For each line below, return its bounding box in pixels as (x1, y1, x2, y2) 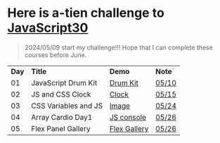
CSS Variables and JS (31, 101, 103, 111)
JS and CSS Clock (31, 89, 91, 99)
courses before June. (24, 51, 87, 59)
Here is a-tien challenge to (7, 5, 165, 21)
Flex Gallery (109, 123, 149, 133)
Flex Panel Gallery (31, 123, 91, 133)
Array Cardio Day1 (31, 112, 93, 122)
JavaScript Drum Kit (31, 77, 98, 87)
